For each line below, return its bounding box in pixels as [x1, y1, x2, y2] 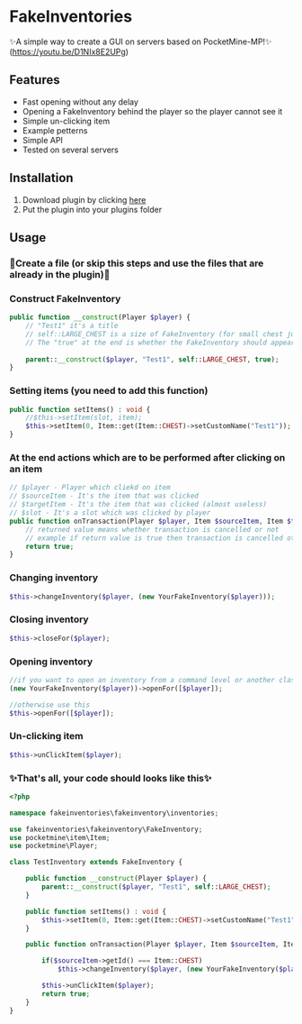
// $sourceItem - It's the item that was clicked [9, 491, 200, 501]
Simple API [22, 134, 63, 145]
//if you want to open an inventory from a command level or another [9, 675, 276, 684]
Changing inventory [9, 571, 99, 584]
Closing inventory [9, 613, 89, 626]
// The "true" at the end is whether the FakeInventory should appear [25, 338, 296, 347]
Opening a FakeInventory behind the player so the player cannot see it [22, 105, 283, 116]
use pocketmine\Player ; [9, 841, 99, 851]
